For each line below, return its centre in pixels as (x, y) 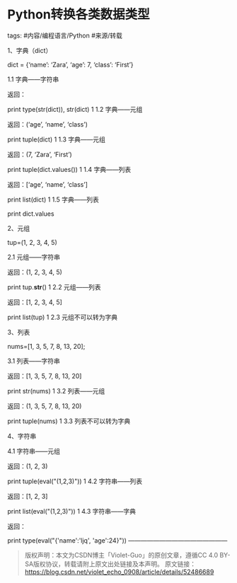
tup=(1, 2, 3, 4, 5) (33, 242)
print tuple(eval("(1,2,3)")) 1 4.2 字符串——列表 (75, 481)
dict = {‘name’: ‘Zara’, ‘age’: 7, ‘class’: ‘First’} (70, 64)
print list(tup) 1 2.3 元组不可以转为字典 (63, 317)
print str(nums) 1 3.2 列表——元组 (56, 391)
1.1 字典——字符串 (33, 79)
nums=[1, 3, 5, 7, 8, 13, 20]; (46, 346)
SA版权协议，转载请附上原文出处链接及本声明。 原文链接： (110, 564)
